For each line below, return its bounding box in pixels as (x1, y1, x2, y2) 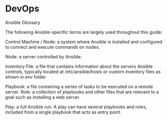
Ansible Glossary (5, 19, 41, 25)
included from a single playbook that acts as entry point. (5, 109, 122, 115)
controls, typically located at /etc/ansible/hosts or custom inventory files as (5, 68, 161, 75)
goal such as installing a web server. (5, 94, 80, 100)
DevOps (5, 3, 40, 14)
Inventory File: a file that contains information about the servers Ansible (5, 63, 153, 69)
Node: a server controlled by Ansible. (5, 53, 82, 60)
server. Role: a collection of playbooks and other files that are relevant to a (5, 89, 159, 95)
